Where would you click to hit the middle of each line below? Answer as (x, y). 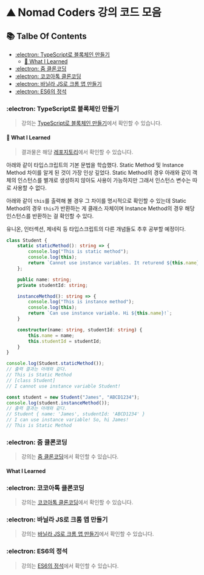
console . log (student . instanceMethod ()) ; (58, 403)
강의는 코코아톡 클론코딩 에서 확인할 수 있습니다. (77, 503)
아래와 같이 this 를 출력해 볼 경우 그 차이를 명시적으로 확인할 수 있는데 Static (96, 200)
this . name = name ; (51, 336)
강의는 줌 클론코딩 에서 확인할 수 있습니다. (70, 457)
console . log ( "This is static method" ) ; (79, 252)
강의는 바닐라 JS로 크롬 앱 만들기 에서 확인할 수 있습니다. (87, 534)
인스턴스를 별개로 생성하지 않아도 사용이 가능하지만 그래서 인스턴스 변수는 (104, 180)
